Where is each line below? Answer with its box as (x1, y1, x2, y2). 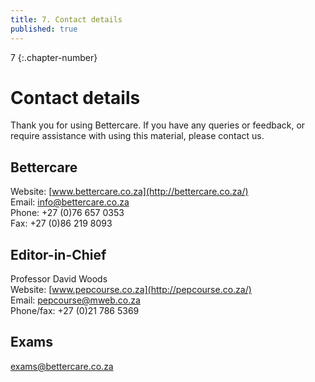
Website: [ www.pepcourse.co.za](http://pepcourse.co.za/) (10, 284, 252, 296)
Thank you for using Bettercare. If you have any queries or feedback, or (10, 119, 306, 131)
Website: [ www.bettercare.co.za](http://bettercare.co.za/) (10, 186, 249, 198)
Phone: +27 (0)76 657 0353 (10, 207, 125, 219)
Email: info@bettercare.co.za (10, 196, 130, 208)
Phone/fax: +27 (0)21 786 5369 (10, 305, 140, 317)
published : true (10, 24, 78, 34)
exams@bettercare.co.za (10, 360, 114, 372)
